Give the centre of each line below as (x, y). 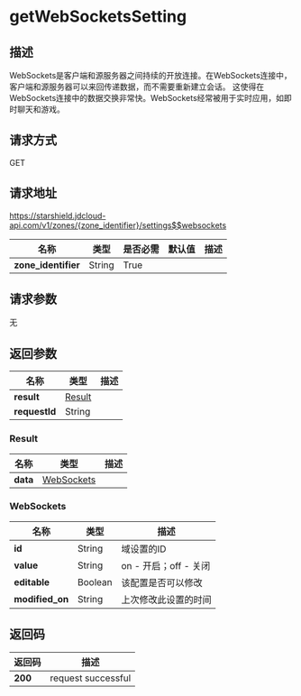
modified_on (41, 599)
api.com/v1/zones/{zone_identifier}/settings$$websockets (118, 225)
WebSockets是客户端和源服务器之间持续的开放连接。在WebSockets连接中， (151, 75)
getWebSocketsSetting (98, 17)
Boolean (95, 582)
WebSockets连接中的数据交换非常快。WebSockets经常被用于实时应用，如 (147, 98)
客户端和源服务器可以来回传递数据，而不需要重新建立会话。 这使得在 (137, 87)
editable (32, 582)
